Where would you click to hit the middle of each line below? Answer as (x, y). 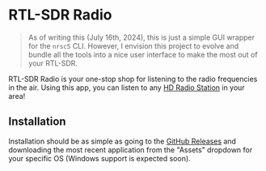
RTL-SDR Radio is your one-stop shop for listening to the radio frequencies (133, 79)
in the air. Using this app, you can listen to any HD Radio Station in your (127, 88)
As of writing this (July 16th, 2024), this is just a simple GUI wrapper (141, 37)
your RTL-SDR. (53, 63)
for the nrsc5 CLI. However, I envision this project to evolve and (133, 45)
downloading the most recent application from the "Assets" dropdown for (131, 150)
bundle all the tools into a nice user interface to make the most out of (143, 54)
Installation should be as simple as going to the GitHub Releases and (122, 141)
